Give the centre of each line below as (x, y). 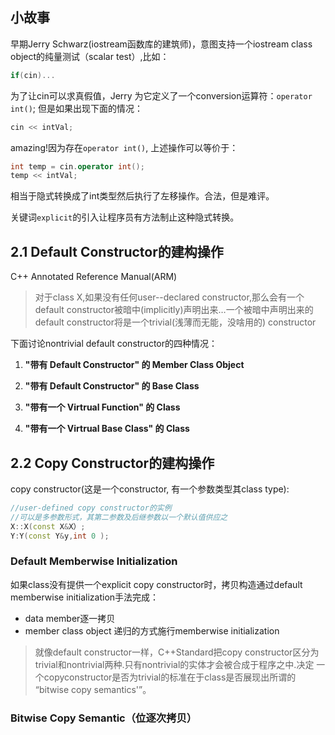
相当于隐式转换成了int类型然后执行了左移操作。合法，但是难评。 (142, 196)
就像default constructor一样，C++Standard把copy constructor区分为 (177, 652)
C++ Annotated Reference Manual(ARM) (94, 277)
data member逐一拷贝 (70, 618)
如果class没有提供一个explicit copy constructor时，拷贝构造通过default (156, 584)
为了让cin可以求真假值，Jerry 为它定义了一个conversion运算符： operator (161, 95)
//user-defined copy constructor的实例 (91, 508)
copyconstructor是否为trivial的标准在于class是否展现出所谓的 (170, 677)
